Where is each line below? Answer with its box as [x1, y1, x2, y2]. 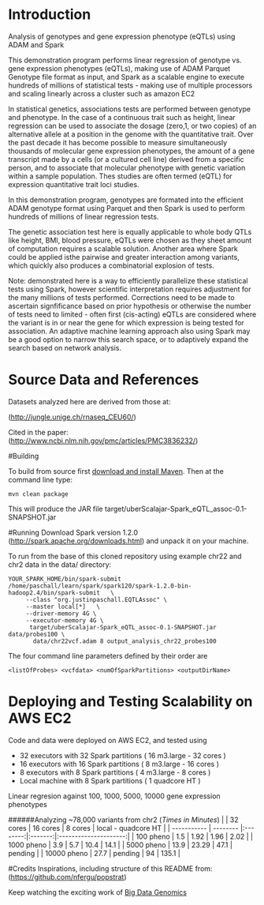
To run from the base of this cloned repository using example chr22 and [8, 551, 242, 561]
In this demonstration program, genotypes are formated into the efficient [8, 195, 244, 205]
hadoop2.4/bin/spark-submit [8, 588, 101, 597]
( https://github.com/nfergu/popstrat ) [8, 872, 128, 881]
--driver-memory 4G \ [25, 610, 97, 618]
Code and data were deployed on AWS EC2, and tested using [8, 735, 207, 745]
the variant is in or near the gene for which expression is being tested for [8, 317, 244, 327]
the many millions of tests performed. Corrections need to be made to [8, 292, 235, 302]
